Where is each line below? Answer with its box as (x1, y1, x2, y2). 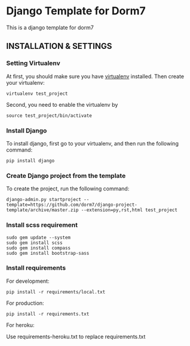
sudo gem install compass (6, 245, 71, 251)
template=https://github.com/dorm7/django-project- (6, 202, 137, 208)
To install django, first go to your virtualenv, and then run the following (6, 140, 179, 147)
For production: (6, 299, 44, 307)
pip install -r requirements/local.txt (6, 289, 106, 295)
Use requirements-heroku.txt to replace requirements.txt (6, 333, 146, 340)
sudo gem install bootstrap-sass (6, 250, 90, 256)
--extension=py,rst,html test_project (81, 207, 178, 213)
